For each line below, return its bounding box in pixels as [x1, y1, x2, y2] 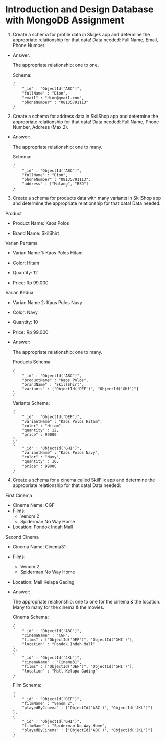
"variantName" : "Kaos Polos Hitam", [22, 419, 102, 424]
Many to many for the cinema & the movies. [12, 604, 105, 610]
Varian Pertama [5, 240, 38, 246]
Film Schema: [12, 682, 42, 688]
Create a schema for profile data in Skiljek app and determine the [12, 31, 150, 37]
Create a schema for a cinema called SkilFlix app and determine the [12, 477, 155, 483]
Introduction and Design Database [5, 4, 154, 15]
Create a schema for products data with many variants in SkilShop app [12, 195, 161, 201]
